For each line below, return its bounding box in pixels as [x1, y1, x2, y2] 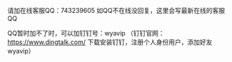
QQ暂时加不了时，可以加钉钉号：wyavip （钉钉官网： [7, 29, 166, 37]
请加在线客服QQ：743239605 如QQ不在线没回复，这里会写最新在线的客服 [7, 6, 226, 14]
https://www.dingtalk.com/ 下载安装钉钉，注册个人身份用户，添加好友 [7, 38, 213, 46]
